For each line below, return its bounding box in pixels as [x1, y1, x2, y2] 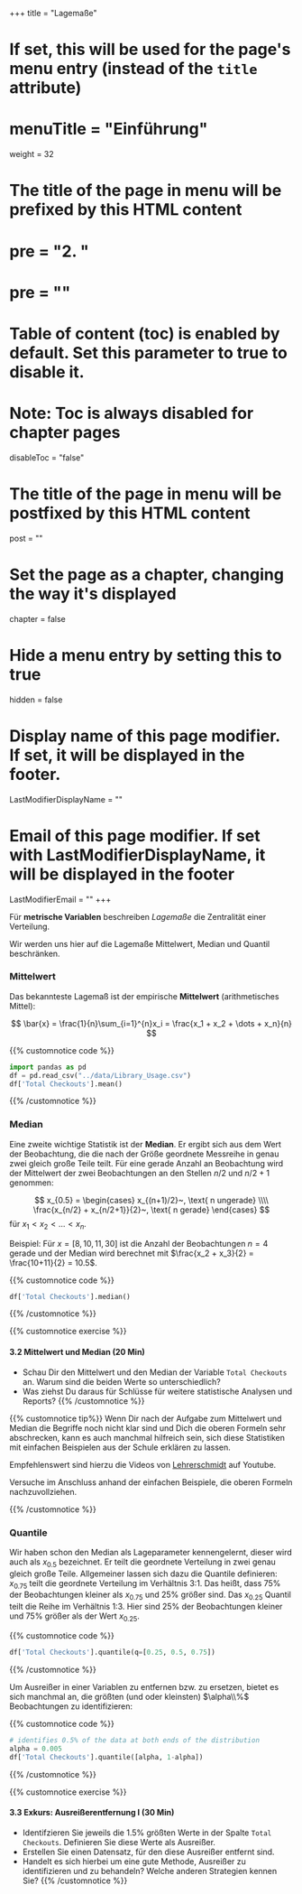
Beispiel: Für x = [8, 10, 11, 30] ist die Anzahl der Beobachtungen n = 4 [9, 1238, 269, 1249]
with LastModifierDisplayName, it [9, 844, 266, 865]
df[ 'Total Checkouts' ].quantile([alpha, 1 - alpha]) [9, 1752, 204, 1761]
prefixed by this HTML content [9, 200, 243, 220]
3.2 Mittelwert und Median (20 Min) [9, 1346, 146, 1357]
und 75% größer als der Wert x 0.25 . [9, 1611, 140, 1624]
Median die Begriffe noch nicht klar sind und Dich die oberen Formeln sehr [9, 1422, 287, 1434]
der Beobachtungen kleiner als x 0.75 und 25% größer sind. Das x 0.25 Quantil [9, 1589, 291, 1602]
